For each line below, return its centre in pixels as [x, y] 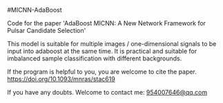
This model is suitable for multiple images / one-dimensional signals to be [112, 44]
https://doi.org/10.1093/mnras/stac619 [61, 79]
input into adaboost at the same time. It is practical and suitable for [102, 51]
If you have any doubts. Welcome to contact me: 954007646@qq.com [107, 92]
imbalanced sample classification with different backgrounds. [95, 58]
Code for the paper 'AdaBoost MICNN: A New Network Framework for [106, 23]
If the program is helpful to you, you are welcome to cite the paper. [102, 72]
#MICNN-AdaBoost [35, 10]
